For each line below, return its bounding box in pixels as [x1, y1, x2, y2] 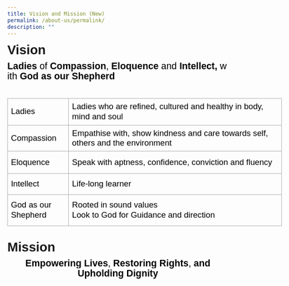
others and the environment [72, 138, 172, 148]
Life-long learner [72, 178, 132, 189]
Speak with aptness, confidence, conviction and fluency [72, 157, 272, 167]
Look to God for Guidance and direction [72, 209, 215, 220]
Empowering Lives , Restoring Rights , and [25, 257, 210, 269]
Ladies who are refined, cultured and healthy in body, [72, 101, 264, 112]
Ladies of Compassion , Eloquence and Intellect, [7, 60, 217, 72]
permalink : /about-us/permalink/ [7, 17, 105, 24]
